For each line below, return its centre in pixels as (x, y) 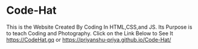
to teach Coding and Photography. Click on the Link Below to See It (90, 33)
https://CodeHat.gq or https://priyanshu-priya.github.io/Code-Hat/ (89, 39)
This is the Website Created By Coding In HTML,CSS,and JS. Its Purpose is (99, 27)
